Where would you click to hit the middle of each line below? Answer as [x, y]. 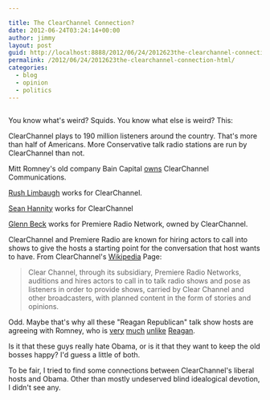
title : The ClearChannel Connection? [72, 23]
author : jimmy [32, 38]
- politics [34, 90]
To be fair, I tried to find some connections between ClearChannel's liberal [131, 370]
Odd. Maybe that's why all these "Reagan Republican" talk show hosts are [131, 322]
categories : [28, 68]
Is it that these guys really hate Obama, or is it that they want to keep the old [135, 346]
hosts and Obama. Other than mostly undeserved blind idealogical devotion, [134, 378]
